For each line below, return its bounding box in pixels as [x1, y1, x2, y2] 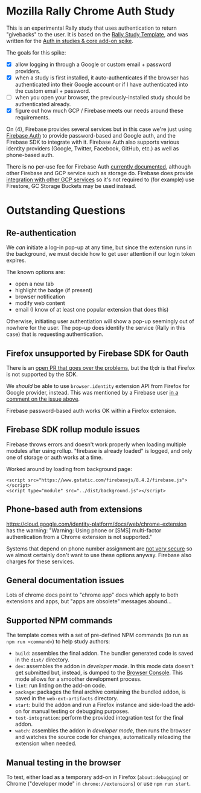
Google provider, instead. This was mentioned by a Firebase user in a [6, 389, 179, 396]
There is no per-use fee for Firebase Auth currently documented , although [6, 163, 191, 170]
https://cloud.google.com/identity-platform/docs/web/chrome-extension [6, 520, 187, 527]
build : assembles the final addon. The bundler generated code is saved [14, 650, 194, 657]
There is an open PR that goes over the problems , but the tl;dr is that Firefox [6, 364, 195, 371]
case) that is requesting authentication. [6, 330, 104, 338]
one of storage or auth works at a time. [6, 453, 103, 461]
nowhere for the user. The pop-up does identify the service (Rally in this [6, 324, 186, 332]
